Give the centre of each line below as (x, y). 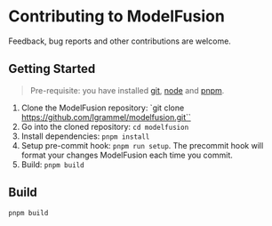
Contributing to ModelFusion (117, 16)
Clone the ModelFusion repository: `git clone (103, 108)
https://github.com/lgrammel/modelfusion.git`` (106, 117)
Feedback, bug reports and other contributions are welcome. (120, 41)
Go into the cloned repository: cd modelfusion (105, 126)
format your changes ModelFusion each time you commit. (127, 155)
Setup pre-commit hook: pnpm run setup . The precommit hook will (142, 145)
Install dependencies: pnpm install (85, 136)
